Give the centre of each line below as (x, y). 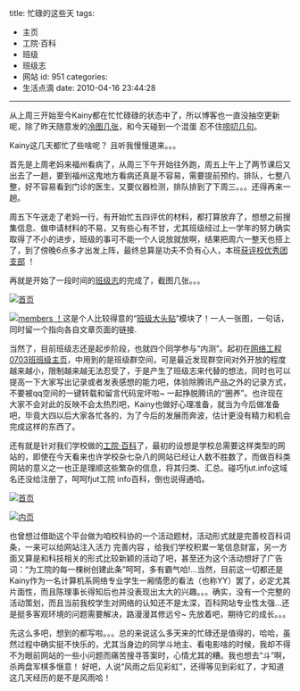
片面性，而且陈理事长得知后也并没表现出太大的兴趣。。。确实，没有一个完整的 (150, 591)
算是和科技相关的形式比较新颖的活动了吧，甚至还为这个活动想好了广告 (154, 558)
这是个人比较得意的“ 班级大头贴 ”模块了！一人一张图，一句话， (176, 318)
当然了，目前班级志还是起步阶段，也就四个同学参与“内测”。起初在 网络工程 (146, 348)
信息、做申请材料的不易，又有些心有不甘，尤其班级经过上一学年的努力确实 (154, 228)
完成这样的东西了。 (45, 426)
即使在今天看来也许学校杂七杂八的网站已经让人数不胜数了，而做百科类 (162, 457)
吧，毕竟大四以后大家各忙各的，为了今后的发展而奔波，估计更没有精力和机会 (150, 415)
